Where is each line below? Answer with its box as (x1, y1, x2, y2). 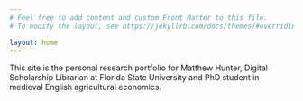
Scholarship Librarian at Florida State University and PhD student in (9, 72, 260, 83)
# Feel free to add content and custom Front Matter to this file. (9, 13, 269, 23)
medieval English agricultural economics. (9, 82, 162, 93)
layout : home (9, 38, 59, 47)
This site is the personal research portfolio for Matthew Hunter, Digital (9, 62, 269, 73)
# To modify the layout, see (9, 22, 119, 31)
